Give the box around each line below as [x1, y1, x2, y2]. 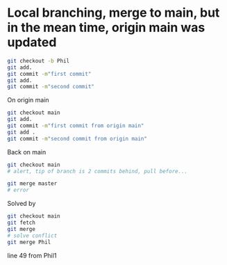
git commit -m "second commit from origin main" [7, 135, 148, 142]
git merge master [7, 180, 58, 187]
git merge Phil [7, 239, 51, 246]
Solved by [7, 200, 36, 208]
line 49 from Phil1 [7, 251, 57, 259]
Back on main [7, 147, 47, 156]
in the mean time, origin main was [7, 19, 205, 35]
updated [7, 35, 57, 50]
